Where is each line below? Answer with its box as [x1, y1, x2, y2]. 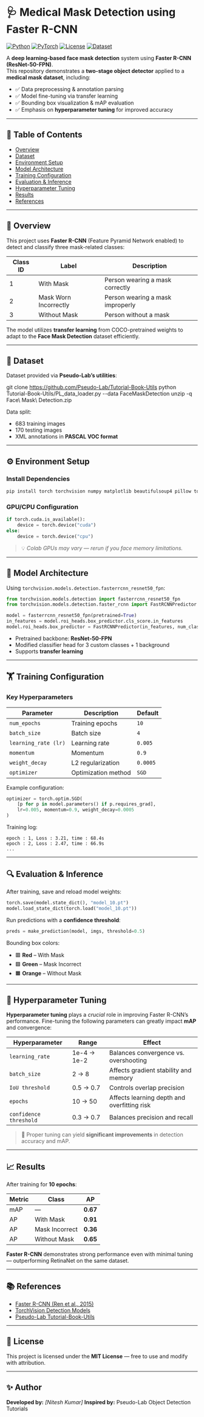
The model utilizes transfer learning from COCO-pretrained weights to [6, 326, 183, 333]
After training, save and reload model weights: [6, 888, 121, 895]
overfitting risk [109, 1101, 151, 1110]
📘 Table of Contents [6, 129, 83, 140]
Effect [143, 1039, 161, 1047]
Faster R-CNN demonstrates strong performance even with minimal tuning [6, 1251, 193, 1258]
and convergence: [6, 1024, 52, 1031]
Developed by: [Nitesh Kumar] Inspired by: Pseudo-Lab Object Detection [6, 1398, 191, 1405]
